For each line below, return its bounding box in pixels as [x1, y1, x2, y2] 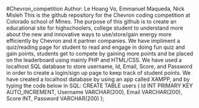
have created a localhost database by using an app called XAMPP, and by [6, 75, 190, 83]
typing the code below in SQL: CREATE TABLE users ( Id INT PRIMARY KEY [6, 82, 194, 89]
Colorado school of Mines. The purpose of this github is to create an [6, 18, 177, 25]
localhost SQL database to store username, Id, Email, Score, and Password [6, 63, 192, 70]
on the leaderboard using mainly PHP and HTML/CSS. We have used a [6, 57, 182, 63]
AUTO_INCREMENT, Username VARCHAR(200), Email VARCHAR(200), [6, 89, 183, 95]
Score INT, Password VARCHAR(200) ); [6, 95, 105, 102]
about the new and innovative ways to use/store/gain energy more [6, 31, 172, 38]
